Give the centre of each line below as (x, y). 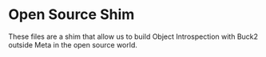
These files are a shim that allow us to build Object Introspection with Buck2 (133, 36)
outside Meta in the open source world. (73, 44)
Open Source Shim (71, 15)
